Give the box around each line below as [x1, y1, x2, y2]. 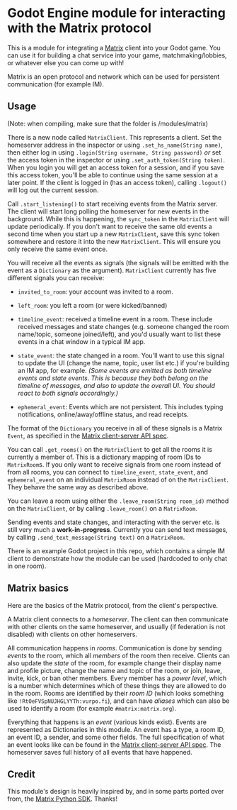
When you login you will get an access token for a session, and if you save [7, 163, 224, 172]
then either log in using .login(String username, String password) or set [7, 148, 221, 157]
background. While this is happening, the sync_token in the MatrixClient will [7, 214, 229, 223]
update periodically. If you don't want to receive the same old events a [7, 222, 212, 231]
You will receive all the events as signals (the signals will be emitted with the [7, 258, 229, 267]
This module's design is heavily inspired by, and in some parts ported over [7, 787, 224, 796]
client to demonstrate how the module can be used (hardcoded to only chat [7, 554, 228, 562]
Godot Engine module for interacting [7, 5, 226, 21]
